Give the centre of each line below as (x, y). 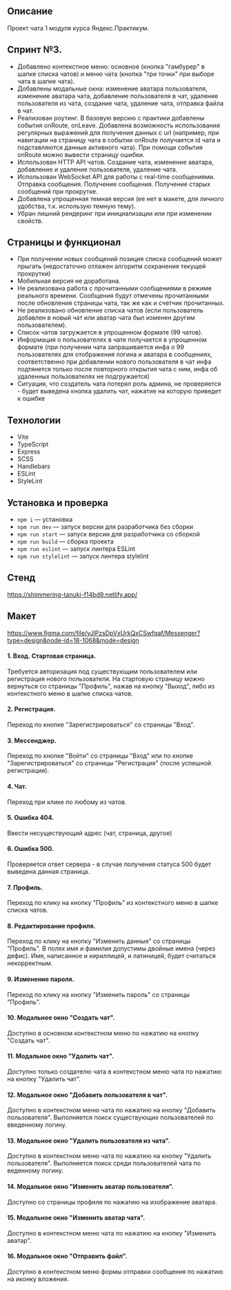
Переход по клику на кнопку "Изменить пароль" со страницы (99, 994)
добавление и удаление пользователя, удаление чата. (97, 169)
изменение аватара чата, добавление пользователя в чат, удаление (118, 95)
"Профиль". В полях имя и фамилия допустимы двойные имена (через (111, 948)
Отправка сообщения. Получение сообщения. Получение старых (114, 184)
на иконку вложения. (38, 1279)
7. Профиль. (25, 887)
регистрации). (28, 771)
